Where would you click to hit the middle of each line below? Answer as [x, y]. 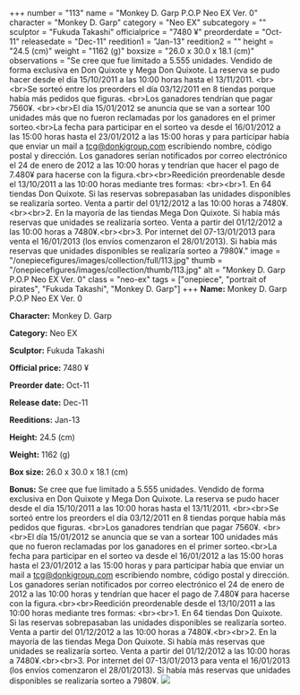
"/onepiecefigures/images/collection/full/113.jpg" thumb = [116, 260]
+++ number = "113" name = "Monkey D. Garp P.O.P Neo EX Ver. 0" [133, 13]
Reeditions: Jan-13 [45, 420]
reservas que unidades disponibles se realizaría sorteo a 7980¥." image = [145, 251]
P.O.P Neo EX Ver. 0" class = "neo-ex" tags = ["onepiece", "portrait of [138, 279]
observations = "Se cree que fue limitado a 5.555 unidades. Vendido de [141, 60]
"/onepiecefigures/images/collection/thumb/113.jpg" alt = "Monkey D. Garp [148, 270]
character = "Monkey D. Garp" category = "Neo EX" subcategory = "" [138, 22]
